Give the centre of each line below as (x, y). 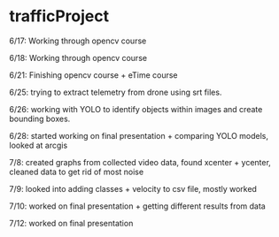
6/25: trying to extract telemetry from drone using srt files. (116, 92)
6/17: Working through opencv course (78, 41)
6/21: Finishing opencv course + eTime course (94, 75)
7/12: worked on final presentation (71, 223)
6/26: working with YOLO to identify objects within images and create (136, 109)
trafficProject (59, 16)
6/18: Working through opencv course (78, 57)
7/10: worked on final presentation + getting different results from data (137, 206)
